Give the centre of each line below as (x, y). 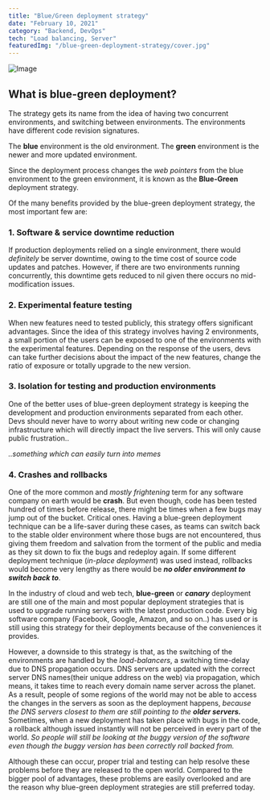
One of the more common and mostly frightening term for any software (126, 492)
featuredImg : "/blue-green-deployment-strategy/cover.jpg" (109, 46)
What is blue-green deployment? (92, 94)
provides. (24, 636)
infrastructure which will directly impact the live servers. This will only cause (135, 429)
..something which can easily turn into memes (85, 454)
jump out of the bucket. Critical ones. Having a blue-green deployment (125, 518)
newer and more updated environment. (73, 155)
